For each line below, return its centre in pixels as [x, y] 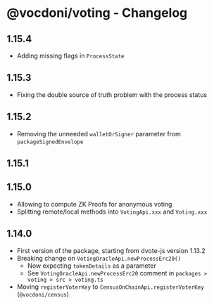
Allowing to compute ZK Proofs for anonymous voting [94, 204]
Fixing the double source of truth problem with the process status [112, 95]
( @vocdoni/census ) [43, 294]
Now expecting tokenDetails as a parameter [92, 266]
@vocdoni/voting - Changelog [97, 13]
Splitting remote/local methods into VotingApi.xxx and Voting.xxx [112, 212]
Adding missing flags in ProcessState [70, 56]
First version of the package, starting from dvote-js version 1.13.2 [111, 250]
